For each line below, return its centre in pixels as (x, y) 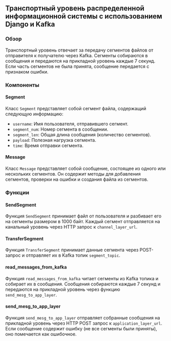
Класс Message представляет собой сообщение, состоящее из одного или (86, 168)
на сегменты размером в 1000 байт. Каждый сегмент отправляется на (83, 222)
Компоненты (22, 85)
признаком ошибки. (27, 71)
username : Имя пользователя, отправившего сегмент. (70, 124)
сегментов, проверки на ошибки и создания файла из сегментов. (77, 179)
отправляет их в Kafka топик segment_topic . (73, 255)
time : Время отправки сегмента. (48, 145)
